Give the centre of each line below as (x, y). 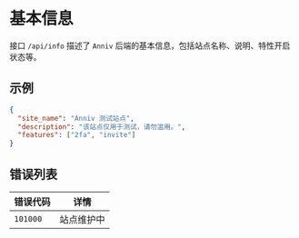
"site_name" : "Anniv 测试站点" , (76, 118)
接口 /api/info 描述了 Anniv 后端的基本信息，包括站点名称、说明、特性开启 (150, 45)
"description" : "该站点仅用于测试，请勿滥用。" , (102, 127)
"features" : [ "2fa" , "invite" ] (77, 135)
